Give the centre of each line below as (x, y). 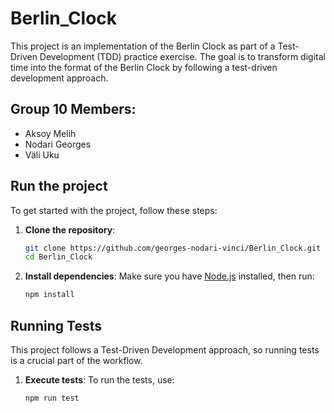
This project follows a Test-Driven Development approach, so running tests (165, 350)
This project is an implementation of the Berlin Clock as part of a (143, 46)
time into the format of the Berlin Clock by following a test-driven (144, 67)
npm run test (52, 398)
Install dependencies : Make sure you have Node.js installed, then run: (169, 276)
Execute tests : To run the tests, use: (99, 380)
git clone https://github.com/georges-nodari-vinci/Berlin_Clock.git (173, 248)
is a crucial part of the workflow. (76, 360)
